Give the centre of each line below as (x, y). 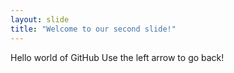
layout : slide (40, 19)
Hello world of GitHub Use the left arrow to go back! (117, 57)
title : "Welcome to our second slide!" (93, 29)
